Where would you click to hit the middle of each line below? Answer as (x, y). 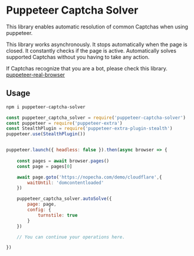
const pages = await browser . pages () (63, 161)
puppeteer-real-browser (36, 74)
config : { (39, 210)
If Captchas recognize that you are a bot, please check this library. (87, 68)
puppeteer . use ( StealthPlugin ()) (46, 134)
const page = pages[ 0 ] (45, 166)
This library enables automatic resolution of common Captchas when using (97, 27)
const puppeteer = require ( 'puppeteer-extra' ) (64, 123)
